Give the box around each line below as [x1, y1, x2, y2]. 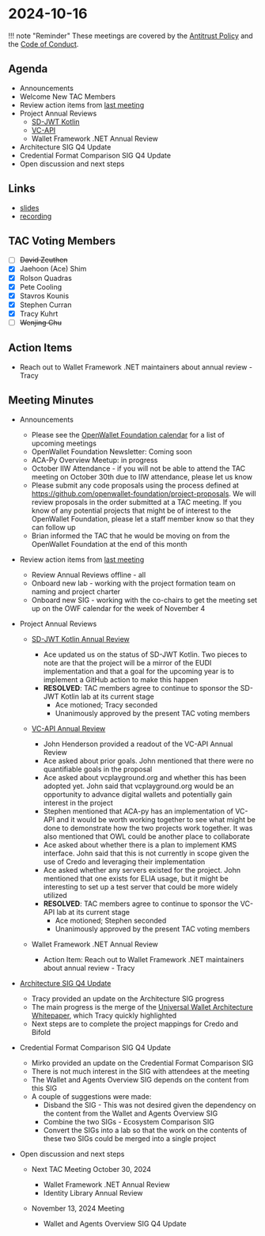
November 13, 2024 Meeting [31, 1204, 125, 1213]
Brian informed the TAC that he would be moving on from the [31, 531, 230, 540]
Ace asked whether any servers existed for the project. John [43, 865, 241, 874]
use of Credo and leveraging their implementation [43, 856, 206, 866]
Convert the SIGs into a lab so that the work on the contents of [43, 1125, 248, 1135]
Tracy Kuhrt [19, 309, 59, 318]
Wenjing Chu [19, 317, 62, 327]
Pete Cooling [19, 282, 62, 291]
